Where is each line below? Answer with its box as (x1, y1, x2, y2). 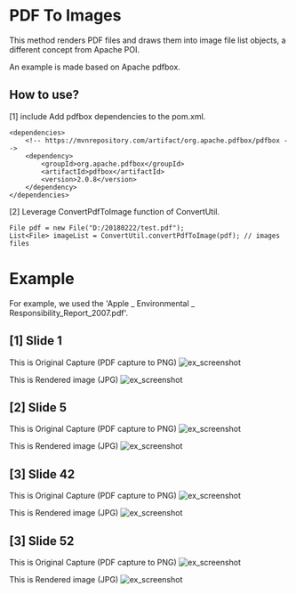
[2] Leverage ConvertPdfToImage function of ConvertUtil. (9, 206, 220, 216)
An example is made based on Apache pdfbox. (9, 61, 180, 72)
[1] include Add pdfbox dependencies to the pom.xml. (9, 110, 206, 121)
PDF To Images (9, 5, 122, 26)
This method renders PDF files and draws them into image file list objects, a (9, 35, 286, 45)
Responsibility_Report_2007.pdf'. (9, 307, 129, 318)
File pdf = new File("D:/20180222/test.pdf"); (9, 224, 185, 232)
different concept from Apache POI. (9, 44, 140, 54)
